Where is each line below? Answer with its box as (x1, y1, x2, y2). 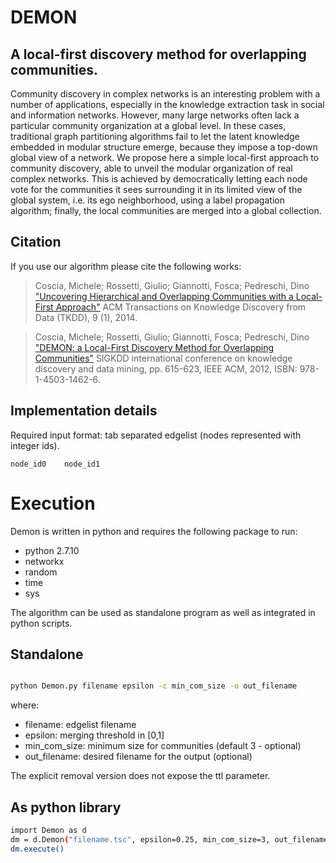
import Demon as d (10, 826, 87, 836)
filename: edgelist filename (24, 719, 137, 731)
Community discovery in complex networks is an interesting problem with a (10, 88, 321, 100)
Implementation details (10, 402, 158, 420)
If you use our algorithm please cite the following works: (10, 260, 242, 272)
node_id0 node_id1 (10, 459, 101, 469)
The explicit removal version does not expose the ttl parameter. (10, 770, 271, 782)
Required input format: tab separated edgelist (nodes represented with (10, 429, 302, 441)
